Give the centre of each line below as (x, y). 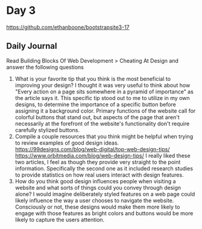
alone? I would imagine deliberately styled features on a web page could (105, 194)
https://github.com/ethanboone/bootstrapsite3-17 (68, 27)
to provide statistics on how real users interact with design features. (99, 175)
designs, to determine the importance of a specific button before (96, 104)
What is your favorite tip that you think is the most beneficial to (93, 78)
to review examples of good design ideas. (67, 143)
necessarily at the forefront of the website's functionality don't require (102, 124)
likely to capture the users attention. (60, 219)
